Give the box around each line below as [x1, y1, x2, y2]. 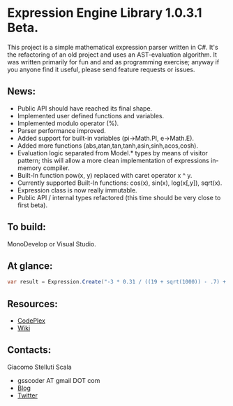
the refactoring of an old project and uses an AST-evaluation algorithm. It [7, 50, 218, 59]
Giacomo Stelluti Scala [7, 363, 72, 371]
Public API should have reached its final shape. [17, 104, 153, 113]
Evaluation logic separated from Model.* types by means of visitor [17, 148, 208, 157]
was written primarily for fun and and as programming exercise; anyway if [7, 57, 220, 66]
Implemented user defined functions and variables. [17, 111, 165, 120]
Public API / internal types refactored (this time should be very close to [17, 193, 221, 202]
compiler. [43, 163, 70, 172]
